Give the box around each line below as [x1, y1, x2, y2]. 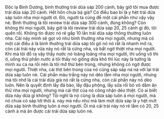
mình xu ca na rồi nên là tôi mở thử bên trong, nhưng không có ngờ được [5, 61, 151, 67]
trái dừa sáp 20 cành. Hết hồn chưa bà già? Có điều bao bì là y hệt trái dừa [5, 9, 156, 15]
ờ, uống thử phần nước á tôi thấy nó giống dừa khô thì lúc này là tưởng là [5, 56, 151, 62]
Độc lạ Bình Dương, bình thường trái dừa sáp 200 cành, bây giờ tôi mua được [5, 4, 160, 10]
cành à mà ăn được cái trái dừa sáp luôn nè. [5, 108, 94, 114]
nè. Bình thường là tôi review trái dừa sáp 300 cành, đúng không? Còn [5, 20, 146, 25]
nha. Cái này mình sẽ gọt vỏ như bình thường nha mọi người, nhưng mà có [5, 35, 154, 41]
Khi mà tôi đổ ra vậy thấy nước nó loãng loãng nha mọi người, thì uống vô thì [5, 51, 159, 57]
